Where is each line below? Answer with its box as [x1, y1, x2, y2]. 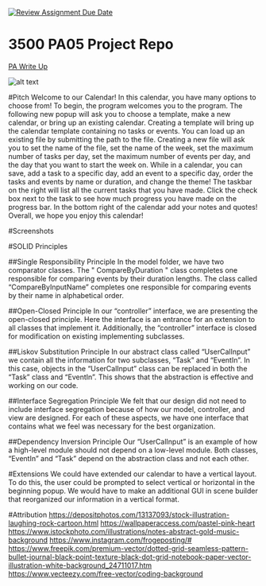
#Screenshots [8, 226, 54, 235]
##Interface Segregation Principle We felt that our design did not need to [8, 396, 247, 406]
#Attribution [8, 510, 48, 519]
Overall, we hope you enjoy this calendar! [8, 211, 145, 220]
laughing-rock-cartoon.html [8, 518, 99, 528]
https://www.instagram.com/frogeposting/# [49, 535, 192, 545]
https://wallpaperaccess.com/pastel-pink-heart [100, 518, 256, 528]
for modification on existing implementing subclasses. [8, 331, 185, 341]
